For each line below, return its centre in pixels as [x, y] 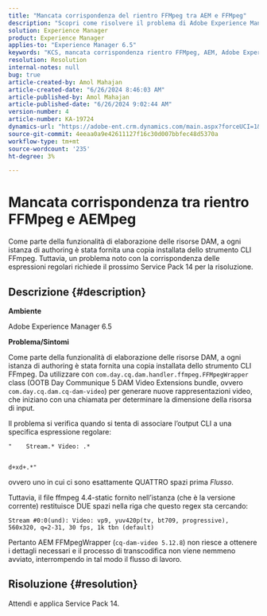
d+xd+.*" [23, 467]
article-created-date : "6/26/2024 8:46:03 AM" [87, 90]
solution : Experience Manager [58, 30]
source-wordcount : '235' [49, 149]
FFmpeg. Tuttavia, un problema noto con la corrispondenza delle [114, 259]
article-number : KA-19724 [51, 119]
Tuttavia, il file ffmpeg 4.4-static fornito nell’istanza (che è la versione [122, 497]
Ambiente [25, 311]
